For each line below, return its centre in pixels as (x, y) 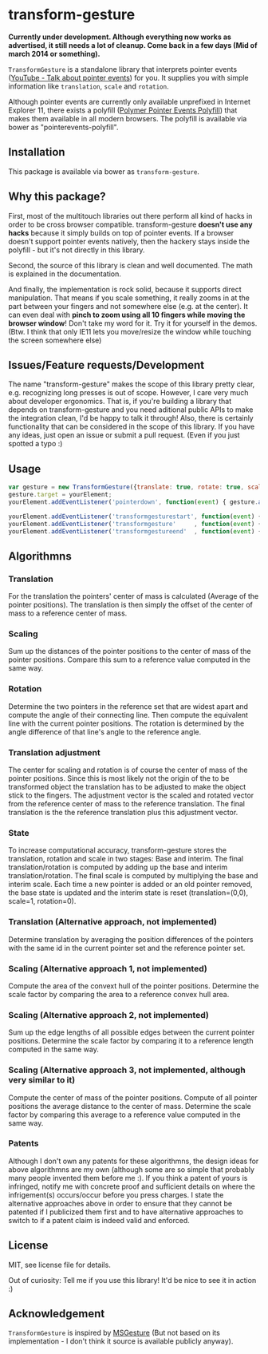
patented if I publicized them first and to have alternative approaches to (126, 1212)
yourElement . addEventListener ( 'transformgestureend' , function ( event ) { (135, 531)
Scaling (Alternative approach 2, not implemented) (108, 1015)
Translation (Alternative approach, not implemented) (113, 922)
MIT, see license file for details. (60, 1265)
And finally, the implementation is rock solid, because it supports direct (125, 289)
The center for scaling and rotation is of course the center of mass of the (128, 770)
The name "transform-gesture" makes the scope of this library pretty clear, (132, 384)
